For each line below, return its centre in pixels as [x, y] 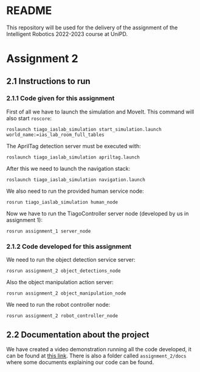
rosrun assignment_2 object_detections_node [64, 271]
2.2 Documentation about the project [78, 334]
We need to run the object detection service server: [71, 260]
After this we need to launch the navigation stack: [68, 168]
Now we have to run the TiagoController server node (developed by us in [98, 213]
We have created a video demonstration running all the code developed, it [99, 349]
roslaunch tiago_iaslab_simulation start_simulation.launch [84, 129]
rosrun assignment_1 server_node [49, 231]
